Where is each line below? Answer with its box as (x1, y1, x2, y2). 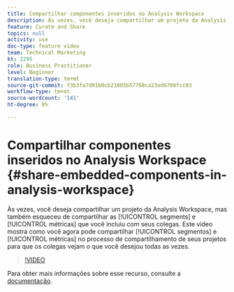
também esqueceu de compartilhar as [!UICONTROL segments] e (7, 212, 196, 221)
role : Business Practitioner (7, 62, 92, 69)
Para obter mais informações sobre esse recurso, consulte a (7, 269, 182, 277)
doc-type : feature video (7, 43, 80, 50)
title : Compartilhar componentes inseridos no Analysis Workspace (7, 10, 205, 17)
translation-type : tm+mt (7, 75, 80, 82)
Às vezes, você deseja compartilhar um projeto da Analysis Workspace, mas (7, 205, 228, 213)
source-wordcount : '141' (7, 95, 80, 102)
